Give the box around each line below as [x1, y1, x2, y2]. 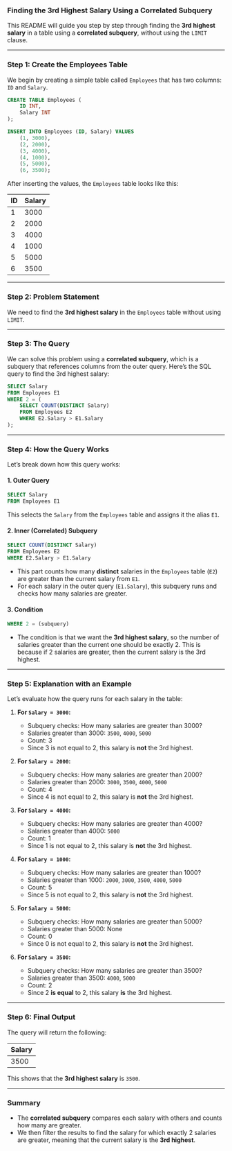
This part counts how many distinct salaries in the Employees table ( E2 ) [17, 567, 218, 575]
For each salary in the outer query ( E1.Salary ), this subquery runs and [17, 582, 217, 591]
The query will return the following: [7, 1028, 107, 1037]
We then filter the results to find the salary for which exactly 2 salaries [17, 1128, 217, 1136]
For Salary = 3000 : [17, 708, 71, 716]
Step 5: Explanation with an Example [7, 679, 133, 689]
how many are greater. [17, 1120, 81, 1129]
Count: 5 [27, 883, 52, 892]
